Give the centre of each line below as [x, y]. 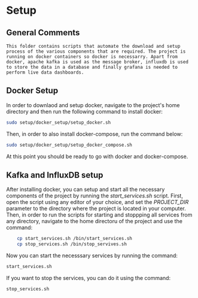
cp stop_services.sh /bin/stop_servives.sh [72, 244]
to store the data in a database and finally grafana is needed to [92, 67]
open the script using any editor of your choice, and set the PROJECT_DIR [98, 202]
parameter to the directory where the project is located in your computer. [96, 209]
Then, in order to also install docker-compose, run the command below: [95, 134]
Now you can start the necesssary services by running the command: [92, 256]
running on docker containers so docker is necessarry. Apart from [92, 57]
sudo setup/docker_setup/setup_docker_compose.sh [69, 145]
